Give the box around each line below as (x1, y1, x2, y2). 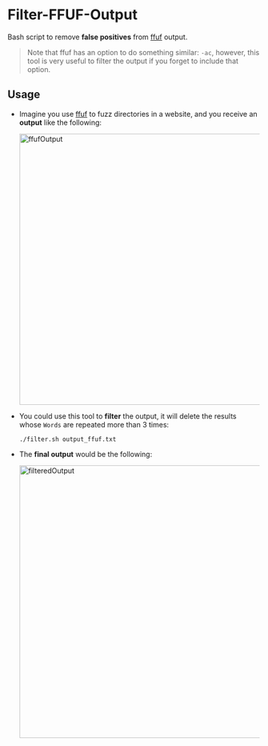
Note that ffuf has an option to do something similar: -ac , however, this (26, 47, 260, 57)
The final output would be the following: (18, 449, 153, 459)
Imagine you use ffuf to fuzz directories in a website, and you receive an (18, 109, 258, 118)
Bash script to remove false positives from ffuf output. (7, 32, 188, 42)
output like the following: (18, 118, 102, 127)
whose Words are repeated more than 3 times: (18, 419, 170, 429)
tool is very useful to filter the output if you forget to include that (26, 56, 239, 66)
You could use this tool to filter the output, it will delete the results (18, 411, 237, 421)
